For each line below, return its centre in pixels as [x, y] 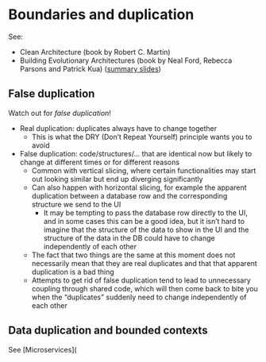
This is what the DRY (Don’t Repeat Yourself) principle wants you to [142, 137]
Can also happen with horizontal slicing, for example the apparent [139, 187]
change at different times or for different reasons [100, 162]
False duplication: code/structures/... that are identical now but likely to [136, 153]
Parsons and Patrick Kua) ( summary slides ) [90, 68]
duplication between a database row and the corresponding [129, 195]
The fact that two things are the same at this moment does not [133, 255]
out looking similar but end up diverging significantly [118, 179]
